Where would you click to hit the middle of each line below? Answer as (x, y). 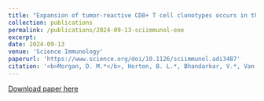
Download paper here (43, 88)
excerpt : (22, 37)
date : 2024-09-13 (37, 45)
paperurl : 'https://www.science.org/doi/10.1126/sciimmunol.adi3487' (125, 60)
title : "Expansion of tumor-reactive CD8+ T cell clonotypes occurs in (128, 15)
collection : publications (50, 23)
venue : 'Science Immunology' (56, 52)
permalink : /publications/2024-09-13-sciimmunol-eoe (96, 30)
